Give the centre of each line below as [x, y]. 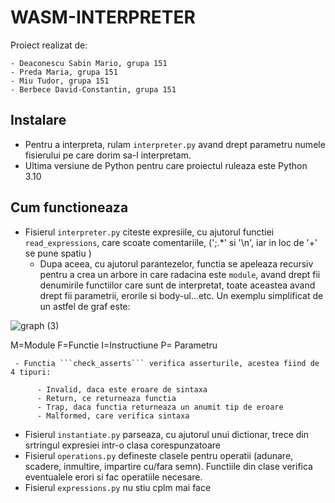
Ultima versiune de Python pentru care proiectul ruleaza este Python [166, 165]
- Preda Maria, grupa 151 [64, 72]
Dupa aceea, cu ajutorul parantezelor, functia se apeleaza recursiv [176, 263]
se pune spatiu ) [58, 253]
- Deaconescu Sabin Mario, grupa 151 [89, 63]
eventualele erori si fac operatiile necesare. [113, 477]
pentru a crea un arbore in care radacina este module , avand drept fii [180, 274]
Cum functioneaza [69, 207]
